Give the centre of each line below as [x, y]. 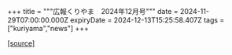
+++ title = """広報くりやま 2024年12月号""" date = [93, 11]
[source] [21, 43]
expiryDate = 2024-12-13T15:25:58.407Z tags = [147, 20]
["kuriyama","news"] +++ [48, 28]
